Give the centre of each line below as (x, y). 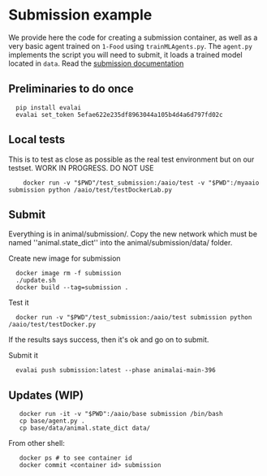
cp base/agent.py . (52, 421)
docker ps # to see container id (75, 458)
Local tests (37, 140)
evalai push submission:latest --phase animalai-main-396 (116, 370)
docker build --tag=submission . (72, 288)
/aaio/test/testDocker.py (52, 325)
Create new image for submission (65, 258)
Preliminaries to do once (71, 89)
